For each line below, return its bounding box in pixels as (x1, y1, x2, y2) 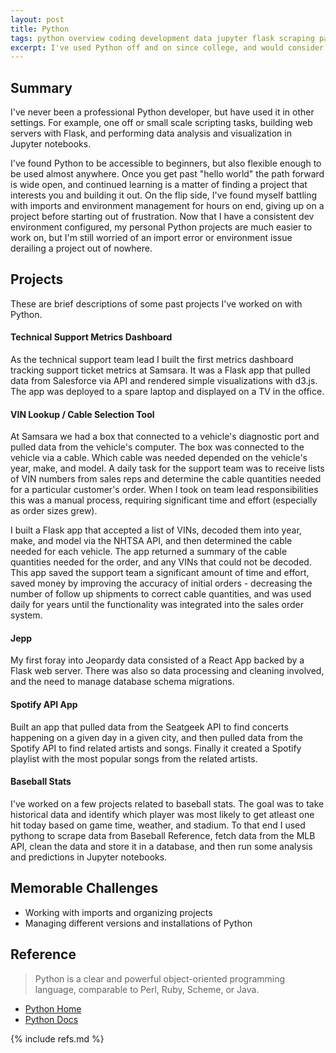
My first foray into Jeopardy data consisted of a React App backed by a (10, 654, 305, 666)
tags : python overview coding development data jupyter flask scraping (10, 33, 315, 43)
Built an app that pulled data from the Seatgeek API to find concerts (10, 721, 289, 733)
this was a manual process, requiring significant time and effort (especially (10, 494, 318, 506)
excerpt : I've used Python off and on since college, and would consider (10, 42, 325, 53)
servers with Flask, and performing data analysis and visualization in (10, 127, 292, 140)
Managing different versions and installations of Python (24, 917, 253, 929)
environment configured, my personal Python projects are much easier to (10, 221, 313, 233)
